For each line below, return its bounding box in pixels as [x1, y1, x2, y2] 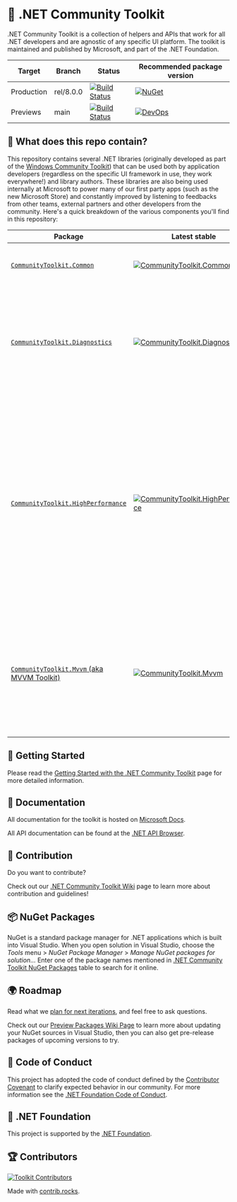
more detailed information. [7, 776, 85, 784]
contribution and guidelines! [7, 890, 89, 898]
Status [97, 66, 121, 76]
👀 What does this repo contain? [7, 136, 148, 148]
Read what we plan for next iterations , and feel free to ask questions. [7, 1007, 207, 1015]
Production [11, 86, 48, 96]
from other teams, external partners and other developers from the [7, 200, 202, 208]
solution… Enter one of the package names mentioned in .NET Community [7, 956, 223, 964]
